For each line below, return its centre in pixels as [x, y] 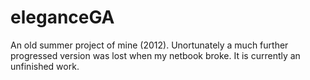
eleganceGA [62, 17]
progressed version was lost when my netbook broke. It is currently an [155, 55]
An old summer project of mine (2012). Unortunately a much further [149, 45]
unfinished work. [45, 66]
